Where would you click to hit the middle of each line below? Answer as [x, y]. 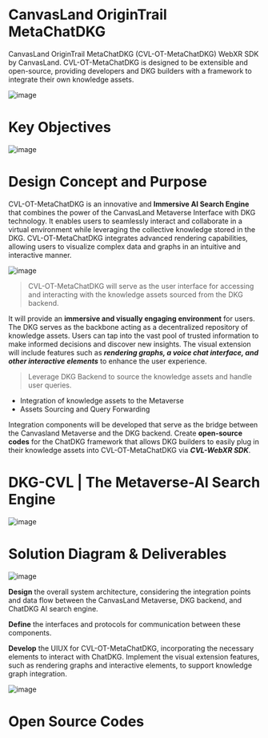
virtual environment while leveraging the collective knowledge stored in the [132, 229]
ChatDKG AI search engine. [53, 608]
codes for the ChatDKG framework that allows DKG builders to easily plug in [134, 441]
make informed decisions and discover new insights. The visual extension [130, 344]
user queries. [50, 385]
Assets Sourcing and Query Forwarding [85, 409]
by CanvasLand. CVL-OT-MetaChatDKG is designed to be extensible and [128, 62]
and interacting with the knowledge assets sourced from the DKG [136, 295]
